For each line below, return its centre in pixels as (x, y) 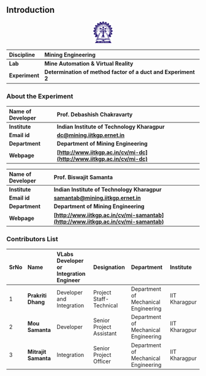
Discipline (22, 55)
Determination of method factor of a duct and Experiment (120, 72)
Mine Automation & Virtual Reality (89, 63)
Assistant (105, 333)
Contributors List (32, 239)
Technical (105, 305)
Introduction (31, 10)
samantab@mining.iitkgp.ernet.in (97, 198)
